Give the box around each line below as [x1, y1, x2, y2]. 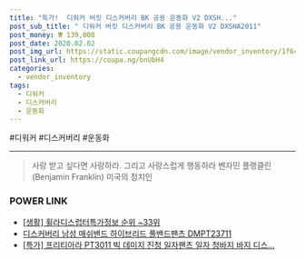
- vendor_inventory [17, 73, 92, 82]
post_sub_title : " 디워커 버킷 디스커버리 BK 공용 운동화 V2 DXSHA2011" [9, 22, 261, 31]
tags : [9, 81, 30, 90]
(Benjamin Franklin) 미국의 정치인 [31, 172, 152, 183]
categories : [9, 65, 54, 74]
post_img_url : [9, 47, 64, 56]
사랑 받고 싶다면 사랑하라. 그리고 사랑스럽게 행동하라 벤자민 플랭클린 [31, 160, 272, 171]
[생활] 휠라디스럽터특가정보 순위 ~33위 [22, 216, 161, 227]
